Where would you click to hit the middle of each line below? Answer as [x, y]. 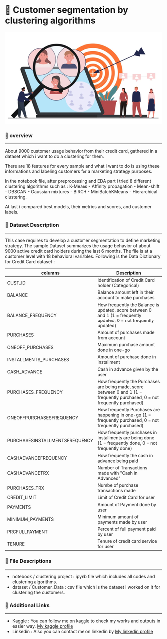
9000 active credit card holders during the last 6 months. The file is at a [79, 251]
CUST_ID [16, 283]
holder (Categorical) [118, 285]
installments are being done [126, 438]
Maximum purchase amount [126, 345]
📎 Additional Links [27, 605]
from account [111, 338]
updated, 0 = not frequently [126, 320]
